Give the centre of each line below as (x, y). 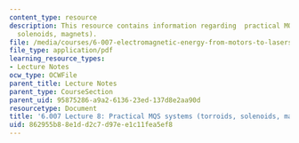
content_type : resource (53, 17)
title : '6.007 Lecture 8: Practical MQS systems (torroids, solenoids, (145, 116)
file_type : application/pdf (61, 51)
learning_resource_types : (57, 59)
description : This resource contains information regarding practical (145, 26)
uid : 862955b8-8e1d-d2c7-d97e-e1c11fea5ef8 (91, 125)
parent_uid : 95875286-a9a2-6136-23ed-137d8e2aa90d (105, 100)
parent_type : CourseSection (61, 91)
